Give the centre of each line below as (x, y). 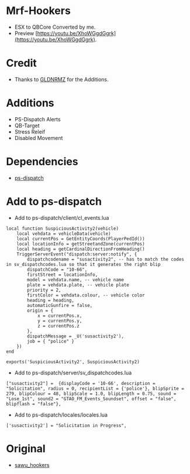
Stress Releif (30, 132)
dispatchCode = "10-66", (57, 270)
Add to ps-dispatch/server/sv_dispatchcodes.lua (73, 373)
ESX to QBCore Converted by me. (55, 27)
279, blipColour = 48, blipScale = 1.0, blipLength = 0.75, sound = (91, 394)
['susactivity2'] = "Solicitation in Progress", (66, 425)
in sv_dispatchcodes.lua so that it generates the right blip (83, 264)
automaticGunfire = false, (60, 305)
